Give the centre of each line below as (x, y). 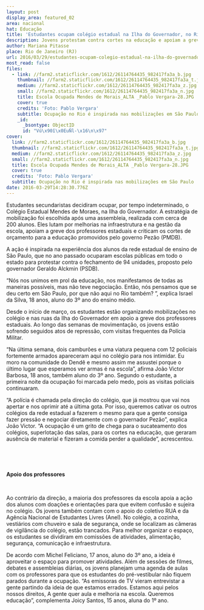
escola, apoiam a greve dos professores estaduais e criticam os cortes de (99, 231)
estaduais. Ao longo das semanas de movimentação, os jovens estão (93, 324)
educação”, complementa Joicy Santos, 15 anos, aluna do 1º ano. (87, 600)
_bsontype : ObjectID (48, 126)
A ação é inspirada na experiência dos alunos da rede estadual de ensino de (102, 249)
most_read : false (28, 63)
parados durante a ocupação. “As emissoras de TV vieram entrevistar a (96, 581)
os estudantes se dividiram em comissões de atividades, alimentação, (94, 536)
